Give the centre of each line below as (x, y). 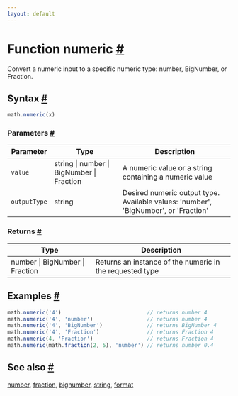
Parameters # (31, 133)
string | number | (82, 163)
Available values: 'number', (168, 202)
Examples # (34, 296)
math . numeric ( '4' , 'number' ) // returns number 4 (107, 319)
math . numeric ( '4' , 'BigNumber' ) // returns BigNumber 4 (112, 326)
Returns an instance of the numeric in (158, 262)
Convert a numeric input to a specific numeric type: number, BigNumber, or (117, 69)
